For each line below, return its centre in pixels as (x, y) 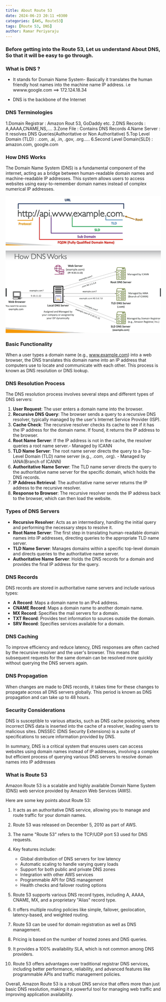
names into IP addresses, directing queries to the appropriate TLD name (86, 538)
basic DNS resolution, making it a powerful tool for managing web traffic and (83, 989)
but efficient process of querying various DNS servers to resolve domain (79, 756)
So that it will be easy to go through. (50, 55)
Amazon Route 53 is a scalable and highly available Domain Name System (81, 786)
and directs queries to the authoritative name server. (66, 553)
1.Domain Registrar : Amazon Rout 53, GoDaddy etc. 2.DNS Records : (76, 123)
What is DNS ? (23, 68)
